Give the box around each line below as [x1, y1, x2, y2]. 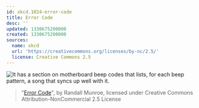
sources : [6, 37, 29, 43]
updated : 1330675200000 [6, 25, 67, 32]
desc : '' [6, 20, 29, 26]
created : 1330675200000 [6, 32, 67, 38]
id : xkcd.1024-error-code [6, 8, 72, 15]
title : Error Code [6, 15, 53, 21]
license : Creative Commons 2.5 [12, 54, 91, 60]
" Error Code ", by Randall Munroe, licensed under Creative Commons [21, 89, 194, 96]
